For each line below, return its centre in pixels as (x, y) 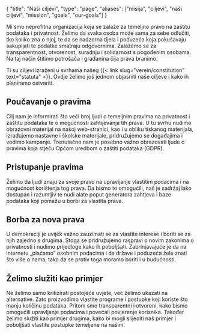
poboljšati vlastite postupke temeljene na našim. (65, 325)
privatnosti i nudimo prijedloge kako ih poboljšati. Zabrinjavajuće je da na (96, 247)
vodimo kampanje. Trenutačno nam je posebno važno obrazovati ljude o (95, 142)
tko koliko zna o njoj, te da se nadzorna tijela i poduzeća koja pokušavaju (96, 39)
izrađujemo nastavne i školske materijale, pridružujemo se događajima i (95, 135)
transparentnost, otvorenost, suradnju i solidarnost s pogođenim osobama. (99, 52)
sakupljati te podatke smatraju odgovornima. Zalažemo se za (81, 46)
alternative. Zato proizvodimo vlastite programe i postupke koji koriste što (97, 299)
